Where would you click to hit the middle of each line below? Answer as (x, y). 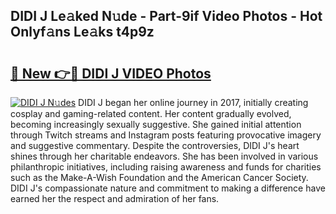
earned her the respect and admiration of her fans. (115, 198)
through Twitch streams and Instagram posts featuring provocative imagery (166, 135)
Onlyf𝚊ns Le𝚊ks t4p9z (82, 32)
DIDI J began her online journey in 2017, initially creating (193, 102)
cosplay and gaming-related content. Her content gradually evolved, (151, 113)
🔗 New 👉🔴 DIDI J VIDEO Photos (111, 73)
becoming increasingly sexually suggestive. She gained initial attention (156, 124)
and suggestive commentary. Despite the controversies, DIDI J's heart (155, 145)
